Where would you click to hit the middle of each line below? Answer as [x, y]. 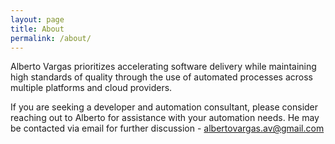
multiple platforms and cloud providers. [91, 88]
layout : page [37, 19]
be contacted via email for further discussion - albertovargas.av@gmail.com [167, 128]
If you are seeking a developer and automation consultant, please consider [164, 107]
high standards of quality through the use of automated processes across [162, 77]
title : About [37, 29]
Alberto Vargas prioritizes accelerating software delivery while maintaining [163, 67]
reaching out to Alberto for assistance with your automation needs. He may [165, 118]
